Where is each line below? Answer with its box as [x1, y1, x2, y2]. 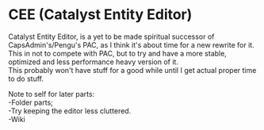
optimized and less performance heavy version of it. [8, 57, 178, 67]
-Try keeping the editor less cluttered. [8, 105, 132, 116]
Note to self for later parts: [8, 89, 95, 98]
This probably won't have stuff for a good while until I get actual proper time [8, 65, 257, 75]
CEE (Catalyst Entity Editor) [8, 6, 193, 24]
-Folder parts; [8, 97, 53, 107]
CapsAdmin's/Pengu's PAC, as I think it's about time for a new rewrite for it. [8, 40, 255, 49]
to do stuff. [8, 74, 44, 83]
